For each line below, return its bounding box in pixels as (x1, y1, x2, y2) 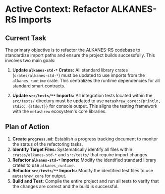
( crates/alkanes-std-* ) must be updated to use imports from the (12, 72, 145, 78)
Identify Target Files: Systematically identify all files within (12, 146, 133, 152)
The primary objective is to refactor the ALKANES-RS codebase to (5, 47, 140, 53)
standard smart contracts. (12, 83, 65, 89)
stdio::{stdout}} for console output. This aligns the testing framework (12, 103, 158, 109)
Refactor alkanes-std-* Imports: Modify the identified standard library (12, 157, 157, 163)
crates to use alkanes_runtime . (12, 162, 75, 168)
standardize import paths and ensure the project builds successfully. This (5, 52, 155, 58)
